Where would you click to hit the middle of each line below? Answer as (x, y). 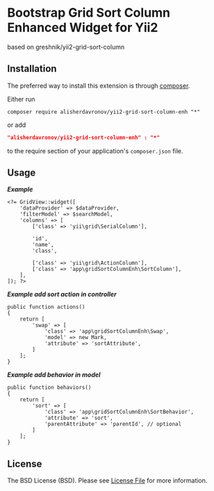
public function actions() (46, 307)
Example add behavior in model (54, 375)
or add (17, 125)
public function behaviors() (49, 388)
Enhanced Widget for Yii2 (83, 28)
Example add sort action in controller (62, 295)
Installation (32, 69)
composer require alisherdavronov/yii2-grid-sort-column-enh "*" (104, 112)
